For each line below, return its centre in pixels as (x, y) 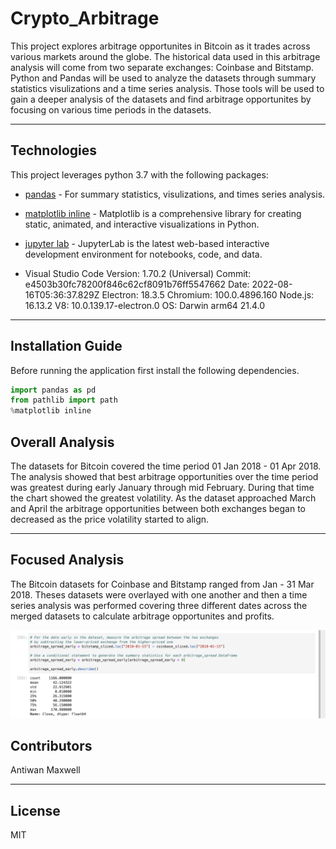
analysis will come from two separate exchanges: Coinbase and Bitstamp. (162, 67)
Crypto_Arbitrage (85, 18)
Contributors (51, 745)
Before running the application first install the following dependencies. (155, 370)
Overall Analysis (62, 442)
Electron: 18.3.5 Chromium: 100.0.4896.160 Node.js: (208, 294)
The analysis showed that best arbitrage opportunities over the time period (164, 476)
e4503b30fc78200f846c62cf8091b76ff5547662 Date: (137, 284)
